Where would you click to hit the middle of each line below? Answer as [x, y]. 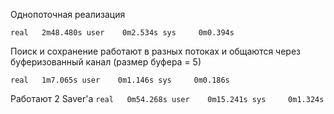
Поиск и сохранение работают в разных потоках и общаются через [156, 51]
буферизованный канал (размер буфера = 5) [106, 62]
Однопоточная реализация [68, 14]
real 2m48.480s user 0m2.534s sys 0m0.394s [122, 33]
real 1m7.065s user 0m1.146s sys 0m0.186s [120, 80]
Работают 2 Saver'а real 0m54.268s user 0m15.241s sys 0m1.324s [167, 98]
